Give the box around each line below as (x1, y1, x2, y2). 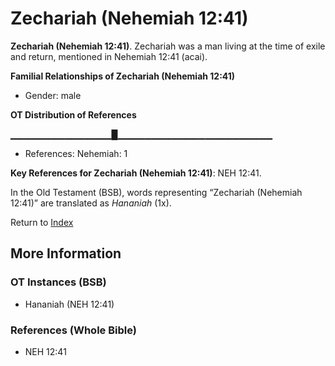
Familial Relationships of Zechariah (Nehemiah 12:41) (10, 70, 236, 82)
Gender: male (24, 89, 82, 101)
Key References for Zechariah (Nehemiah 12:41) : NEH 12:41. (10, 167, 262, 179)
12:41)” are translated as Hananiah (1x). (10, 197, 172, 209)
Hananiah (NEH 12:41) (24, 298, 115, 310)
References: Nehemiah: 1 (24, 147, 128, 159)
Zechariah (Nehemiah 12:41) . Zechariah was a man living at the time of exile (10, 40, 326, 52)
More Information (10, 245, 122, 262)
